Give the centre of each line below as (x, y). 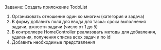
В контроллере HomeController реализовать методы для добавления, (84, 32)
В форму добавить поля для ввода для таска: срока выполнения (79, 22)
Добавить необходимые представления (53, 42)
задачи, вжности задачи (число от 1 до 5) (55, 27)
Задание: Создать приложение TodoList (46, 7)
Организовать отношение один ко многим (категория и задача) (78, 16)
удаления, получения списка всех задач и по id (61, 37)
